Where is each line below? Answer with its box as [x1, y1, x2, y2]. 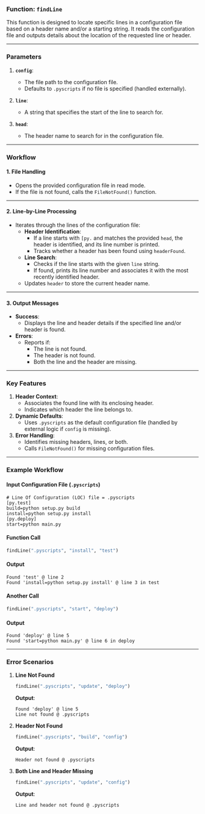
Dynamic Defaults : [15, 412, 63, 419]
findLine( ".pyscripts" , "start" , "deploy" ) [6, 606, 119, 612]
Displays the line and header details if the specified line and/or [24, 320, 182, 327]
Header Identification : [24, 227, 81, 235]
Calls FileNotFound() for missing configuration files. [24, 444, 155, 452]
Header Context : [15, 393, 59, 401]
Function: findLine [6, 5, 63, 13]
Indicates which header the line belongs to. [24, 406, 133, 413]
